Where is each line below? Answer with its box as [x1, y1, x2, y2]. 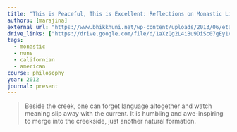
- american [13, 63, 46, 70]
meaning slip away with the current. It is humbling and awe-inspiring [24, 109, 224, 118]
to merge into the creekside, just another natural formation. [24, 117, 196, 126]
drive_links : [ [7, 30, 52, 37]
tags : [7, 37, 23, 44]
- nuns [13, 50, 33, 57]
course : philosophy [7, 69, 65, 76]
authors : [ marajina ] [7, 17, 68, 24]
